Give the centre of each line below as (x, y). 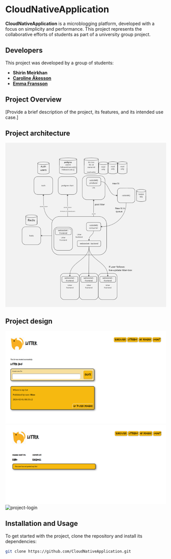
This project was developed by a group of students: (59, 63)
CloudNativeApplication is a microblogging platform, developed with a (80, 23)
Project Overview (33, 100)
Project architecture (38, 133)
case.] (12, 117)
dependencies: (21, 541)
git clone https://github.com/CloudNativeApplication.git (68, 551)
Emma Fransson (30, 83)
